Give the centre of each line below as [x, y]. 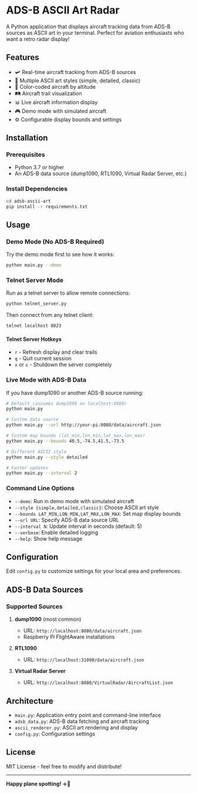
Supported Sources [35, 606]
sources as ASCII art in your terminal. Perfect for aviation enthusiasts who [95, 32]
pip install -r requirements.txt [47, 206]
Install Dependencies [37, 189]
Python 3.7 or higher [39, 168]
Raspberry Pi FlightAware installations [69, 637]
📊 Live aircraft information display [56, 102]
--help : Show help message [48, 538]
